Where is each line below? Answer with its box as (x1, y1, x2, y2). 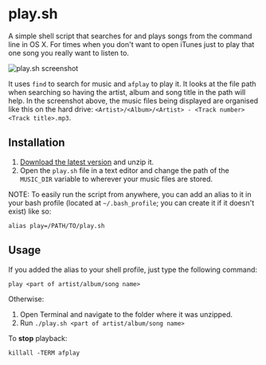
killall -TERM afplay (8, 348, 80, 357)
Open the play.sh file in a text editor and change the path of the (19, 165, 229, 175)
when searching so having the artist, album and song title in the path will (8, 87, 246, 96)
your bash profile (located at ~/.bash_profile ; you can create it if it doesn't (8, 198, 255, 207)
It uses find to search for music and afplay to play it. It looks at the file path (8, 79, 256, 88)
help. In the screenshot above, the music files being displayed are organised (8, 96, 259, 105)
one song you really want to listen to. (8, 48, 130, 57)
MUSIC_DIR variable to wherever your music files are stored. (19, 174, 213, 183)
